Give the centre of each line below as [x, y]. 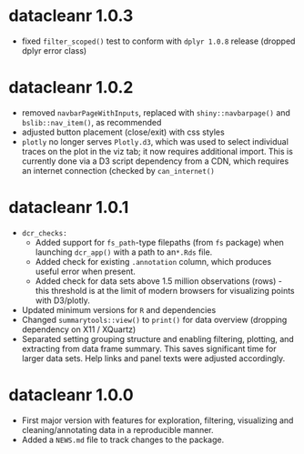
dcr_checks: [44, 233]
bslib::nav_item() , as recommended [91, 122]
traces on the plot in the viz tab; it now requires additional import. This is [157, 151]
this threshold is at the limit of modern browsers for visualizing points [165, 290]
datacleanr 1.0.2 [71, 88]
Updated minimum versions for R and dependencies [119, 309]
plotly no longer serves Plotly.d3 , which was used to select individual [155, 141]
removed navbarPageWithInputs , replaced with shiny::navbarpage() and [156, 112]
